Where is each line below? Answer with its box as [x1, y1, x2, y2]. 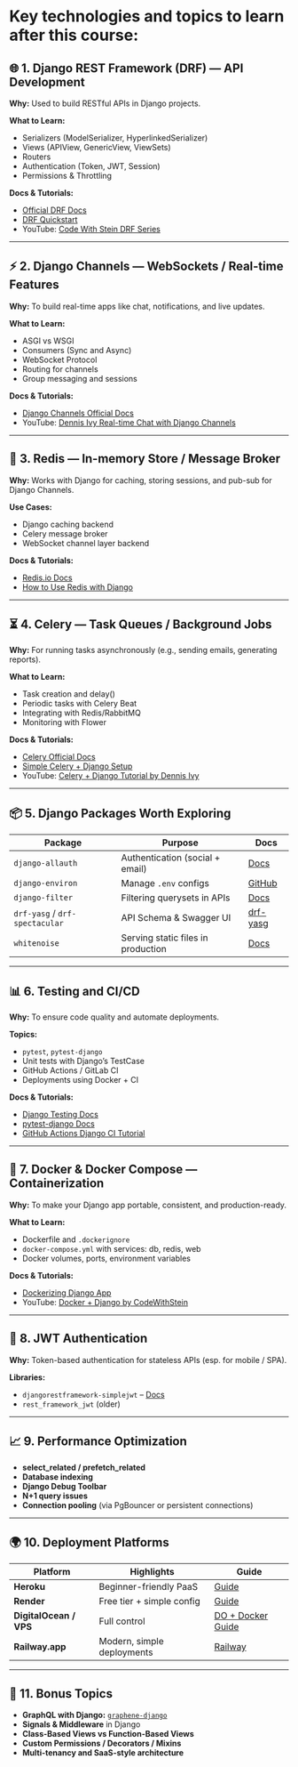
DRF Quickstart [21, 214, 78, 224]
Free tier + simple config [98, 1595, 201, 1608]
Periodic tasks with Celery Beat [21, 698, 137, 709]
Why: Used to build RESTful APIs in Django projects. [9, 98, 201, 109]
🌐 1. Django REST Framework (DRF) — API [9, 61, 244, 76]
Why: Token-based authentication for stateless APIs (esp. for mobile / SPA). [9, 1354, 287, 1365]
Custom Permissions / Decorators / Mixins [21, 1738, 182, 1749]
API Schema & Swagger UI [121, 912, 231, 924]
